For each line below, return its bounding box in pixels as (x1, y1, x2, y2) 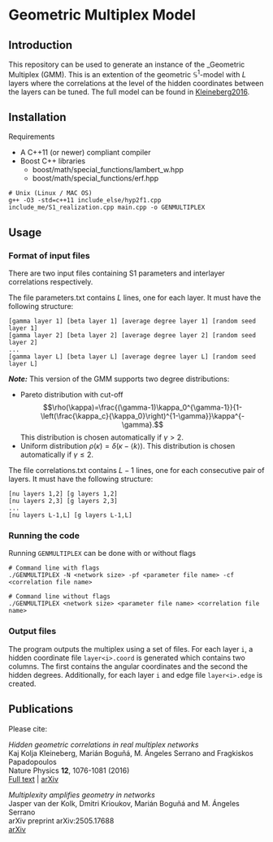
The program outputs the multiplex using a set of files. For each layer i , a (8, 644, 253, 653)
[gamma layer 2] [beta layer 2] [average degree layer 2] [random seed (8, 332, 256, 340)
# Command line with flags (8, 564, 100, 572)
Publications (8, 702, 74, 716)
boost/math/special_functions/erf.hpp (32, 173, 159, 184)
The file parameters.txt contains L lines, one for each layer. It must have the (8, 293, 262, 302)
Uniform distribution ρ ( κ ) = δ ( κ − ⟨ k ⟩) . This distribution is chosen (19, 441, 236, 451)
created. (8, 679, 37, 688)
